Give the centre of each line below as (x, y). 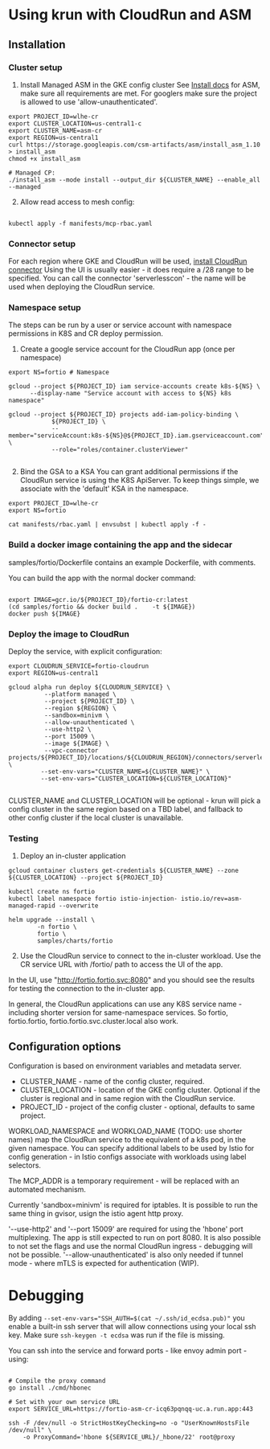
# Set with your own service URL (64, 1402)
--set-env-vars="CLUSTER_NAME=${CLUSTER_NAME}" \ (125, 772)
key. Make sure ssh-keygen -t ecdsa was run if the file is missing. (117, 1335)
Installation (37, 45)
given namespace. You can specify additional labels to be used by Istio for (131, 1148)
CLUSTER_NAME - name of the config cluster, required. (112, 1082)
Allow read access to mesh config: (77, 202)
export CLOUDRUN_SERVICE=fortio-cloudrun (79, 666)
